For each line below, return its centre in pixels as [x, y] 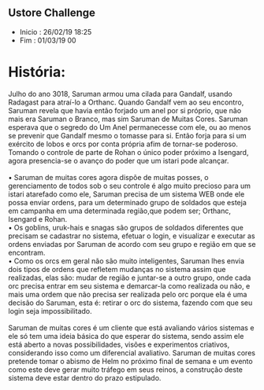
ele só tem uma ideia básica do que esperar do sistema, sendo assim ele [126, 336]
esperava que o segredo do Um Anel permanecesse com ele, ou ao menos [130, 127]
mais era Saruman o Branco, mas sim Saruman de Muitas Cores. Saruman [128, 119]
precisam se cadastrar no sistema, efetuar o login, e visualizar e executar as [132, 236]
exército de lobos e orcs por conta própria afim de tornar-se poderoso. [123, 144]
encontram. [27, 252]
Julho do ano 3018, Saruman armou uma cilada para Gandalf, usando [120, 94]
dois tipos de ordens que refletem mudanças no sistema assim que [117, 269]
